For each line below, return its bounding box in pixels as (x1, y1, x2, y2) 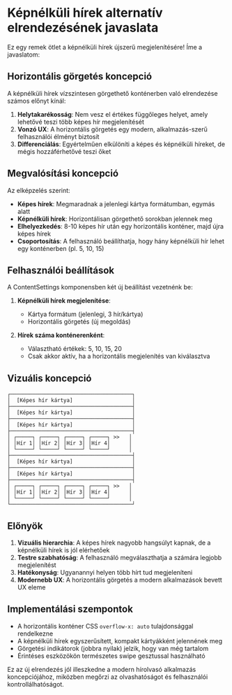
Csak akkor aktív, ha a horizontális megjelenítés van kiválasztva (27, 352, 210, 361)
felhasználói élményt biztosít (17, 132, 100, 141)
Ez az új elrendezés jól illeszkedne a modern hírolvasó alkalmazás (7, 665, 196, 673)
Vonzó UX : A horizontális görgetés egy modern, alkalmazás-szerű (17, 124, 208, 134)
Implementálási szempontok (7, 603, 134, 615)
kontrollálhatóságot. (7, 680, 64, 688)
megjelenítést (17, 561, 57, 569)
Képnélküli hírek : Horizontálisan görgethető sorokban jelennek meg (17, 215, 212, 223)
